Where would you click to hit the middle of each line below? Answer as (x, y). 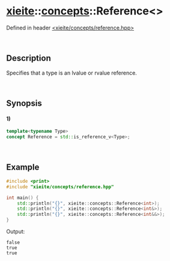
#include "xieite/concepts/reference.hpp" (60, 187)
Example (23, 167)
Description (29, 58)
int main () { (23, 198)
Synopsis (24, 103)
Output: (16, 232)
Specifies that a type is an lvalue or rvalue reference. (71, 73)
